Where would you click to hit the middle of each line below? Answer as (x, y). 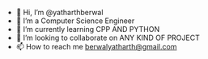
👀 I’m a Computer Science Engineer (75, 21)
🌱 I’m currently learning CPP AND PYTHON (88, 29)
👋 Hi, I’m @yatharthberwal (59, 12)
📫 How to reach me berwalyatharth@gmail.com (96, 47)
